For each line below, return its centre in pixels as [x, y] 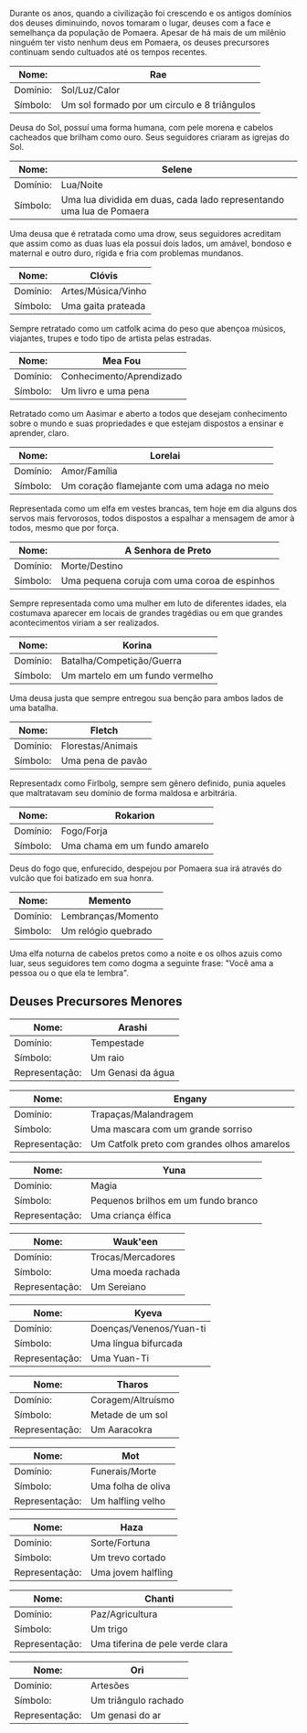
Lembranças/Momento [110, 916]
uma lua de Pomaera [105, 211]
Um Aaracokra [121, 1430]
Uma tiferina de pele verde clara [159, 1643]
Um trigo [109, 1629]
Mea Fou [122, 361]
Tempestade [117, 1043]
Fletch [104, 730]
